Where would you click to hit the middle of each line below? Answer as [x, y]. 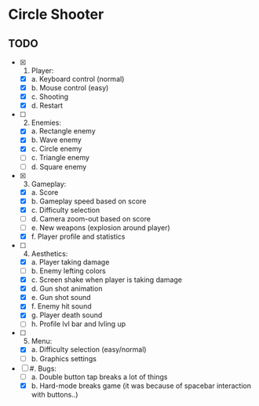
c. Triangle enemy [60, 158]
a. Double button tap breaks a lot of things [99, 377]
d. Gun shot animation [67, 289]
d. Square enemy [59, 166]
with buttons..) [55, 394]
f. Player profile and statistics [78, 236]
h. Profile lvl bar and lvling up [78, 324]
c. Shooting [50, 97]
